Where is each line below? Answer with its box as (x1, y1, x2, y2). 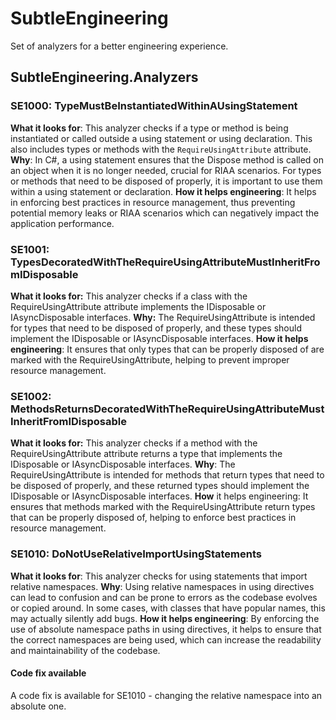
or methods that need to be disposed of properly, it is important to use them (10, 175, 323, 187)
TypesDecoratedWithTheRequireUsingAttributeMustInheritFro (10, 255, 321, 269)
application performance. (10, 217, 115, 229)
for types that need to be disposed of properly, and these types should (10, 322, 302, 334)
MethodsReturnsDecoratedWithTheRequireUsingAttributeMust (10, 402, 325, 416)
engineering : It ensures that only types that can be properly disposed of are (10, 343, 325, 355)
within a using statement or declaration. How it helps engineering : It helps (10, 185, 317, 197)
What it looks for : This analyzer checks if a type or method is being (10, 122, 289, 134)
